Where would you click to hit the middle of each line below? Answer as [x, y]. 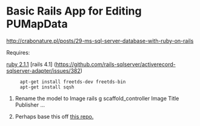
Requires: [18, 52]
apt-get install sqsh [47, 87]
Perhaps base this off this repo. [54, 116]
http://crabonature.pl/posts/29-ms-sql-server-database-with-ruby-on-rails [100, 41]
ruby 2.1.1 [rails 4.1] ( [31, 64]
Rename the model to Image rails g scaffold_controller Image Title [97, 98]
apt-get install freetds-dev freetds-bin [73, 82]
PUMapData [37, 24]
